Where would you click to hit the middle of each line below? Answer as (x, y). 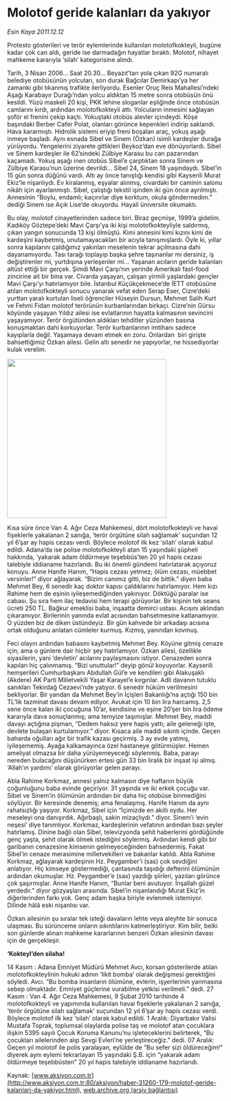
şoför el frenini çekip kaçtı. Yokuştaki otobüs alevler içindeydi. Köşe (102, 117)
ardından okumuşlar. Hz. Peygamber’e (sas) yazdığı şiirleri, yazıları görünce (114, 875)
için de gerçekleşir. (34, 940)
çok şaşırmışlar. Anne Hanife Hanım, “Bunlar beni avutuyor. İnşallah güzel (111, 883)
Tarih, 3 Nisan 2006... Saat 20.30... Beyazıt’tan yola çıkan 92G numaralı (108, 73)
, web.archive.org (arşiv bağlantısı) (129, 1090)
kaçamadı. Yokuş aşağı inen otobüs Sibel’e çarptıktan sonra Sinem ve (105, 160)
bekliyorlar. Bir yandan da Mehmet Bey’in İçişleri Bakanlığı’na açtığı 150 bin (112, 694)
